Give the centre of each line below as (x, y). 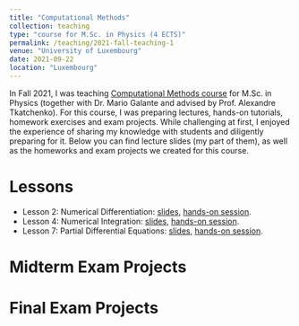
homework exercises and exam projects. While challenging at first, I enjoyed (149, 121)
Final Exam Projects (84, 308)
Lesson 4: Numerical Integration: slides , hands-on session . (131, 221)
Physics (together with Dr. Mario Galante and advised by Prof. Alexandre (142, 102)
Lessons (42, 187)
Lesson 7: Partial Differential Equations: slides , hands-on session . (143, 231)
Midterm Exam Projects (98, 267)
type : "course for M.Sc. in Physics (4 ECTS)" (98, 34)
